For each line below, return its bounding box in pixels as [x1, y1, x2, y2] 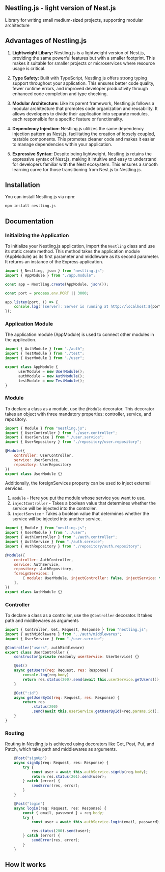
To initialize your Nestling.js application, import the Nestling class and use [5, 243, 155, 249]
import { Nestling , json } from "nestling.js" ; [5, 268, 105, 273]
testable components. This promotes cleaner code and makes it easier [12, 136, 155, 142]
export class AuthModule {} [5, 589, 63, 594]
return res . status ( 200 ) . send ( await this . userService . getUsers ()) [23, 677, 160, 682]
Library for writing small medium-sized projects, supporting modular [5, 17, 143, 23]
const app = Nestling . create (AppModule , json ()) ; [5, 282, 109, 287]
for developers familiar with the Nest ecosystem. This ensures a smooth [12, 161, 158, 167]
